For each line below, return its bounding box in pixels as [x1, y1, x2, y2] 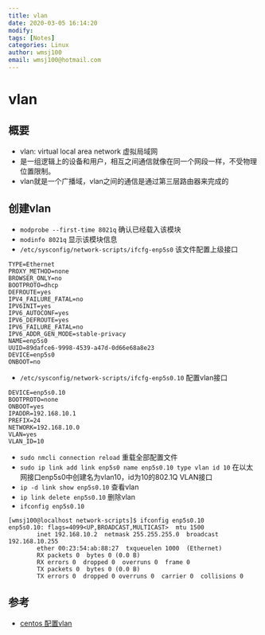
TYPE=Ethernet [8, 260, 56, 268]
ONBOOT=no [8, 357, 41, 366]
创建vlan [8, 202, 52, 216]
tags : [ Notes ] [8, 33, 56, 42]
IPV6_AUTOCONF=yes [8, 309, 69, 317]
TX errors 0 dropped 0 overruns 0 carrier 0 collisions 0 [37, 572, 244, 580]
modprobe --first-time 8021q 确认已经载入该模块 [19, 224, 181, 234]
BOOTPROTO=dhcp [8, 281, 59, 289]
